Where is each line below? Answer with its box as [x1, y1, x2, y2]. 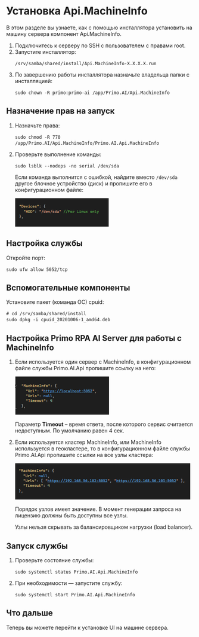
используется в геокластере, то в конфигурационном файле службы [14, 445, 191, 452]
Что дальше [6, 608, 53, 618]
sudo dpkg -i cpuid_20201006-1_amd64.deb [6, 317, 111, 323]
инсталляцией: [14, 77, 52, 84]
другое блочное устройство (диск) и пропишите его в [14, 179, 153, 187]
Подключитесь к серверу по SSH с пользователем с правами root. [14, 42, 186, 49]
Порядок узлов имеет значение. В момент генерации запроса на [14, 505, 182, 513]
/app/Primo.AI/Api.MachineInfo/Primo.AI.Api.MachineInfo [14, 140, 160, 146]
